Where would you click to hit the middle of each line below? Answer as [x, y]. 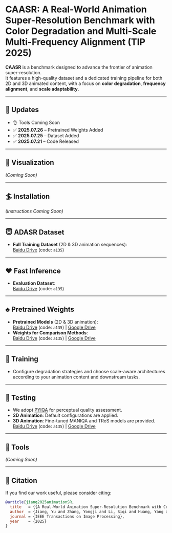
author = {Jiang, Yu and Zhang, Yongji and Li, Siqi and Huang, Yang [87, 511]
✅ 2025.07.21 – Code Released [46, 141]
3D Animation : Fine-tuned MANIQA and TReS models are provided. [84, 421]
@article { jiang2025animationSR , [40, 502]
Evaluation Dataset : [34, 283]
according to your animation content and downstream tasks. [76, 377]
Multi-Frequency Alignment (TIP [76, 42]
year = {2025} [28, 521]
